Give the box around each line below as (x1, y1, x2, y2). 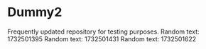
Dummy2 (7, 4, 63, 20)
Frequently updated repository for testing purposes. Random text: (7, 27, 200, 36)
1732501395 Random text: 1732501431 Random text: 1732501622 (7, 34, 197, 43)
